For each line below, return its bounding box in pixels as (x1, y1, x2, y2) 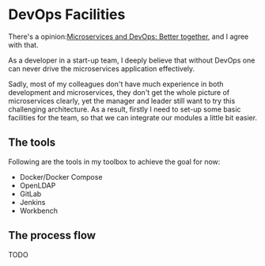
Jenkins (19, 197, 46, 207)
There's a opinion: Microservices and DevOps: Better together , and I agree (8, 32, 249, 41)
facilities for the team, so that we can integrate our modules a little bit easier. (8, 112, 258, 122)
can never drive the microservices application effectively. (8, 63, 195, 73)
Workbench (19, 206, 58, 215)
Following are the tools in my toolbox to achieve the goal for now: (8, 157, 221, 166)
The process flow (8, 229, 97, 242)
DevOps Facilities (8, 6, 126, 24)
